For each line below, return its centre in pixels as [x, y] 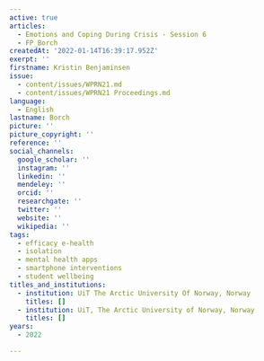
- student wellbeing [56, 277]
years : [22, 327]
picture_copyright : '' [52, 135]
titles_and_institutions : [57, 285]
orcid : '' [35, 193]
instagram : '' [44, 168]
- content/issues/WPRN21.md [70, 84]
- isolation [40, 251]
